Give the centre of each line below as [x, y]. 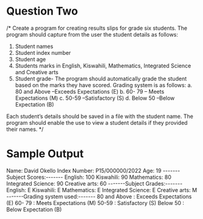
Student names [34, 46]
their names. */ [25, 129]
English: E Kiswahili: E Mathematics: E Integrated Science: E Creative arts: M [102, 190]
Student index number [43, 52]
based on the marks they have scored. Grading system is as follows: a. [104, 85]
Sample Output [45, 154]
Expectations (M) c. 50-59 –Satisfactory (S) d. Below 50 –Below [95, 98]
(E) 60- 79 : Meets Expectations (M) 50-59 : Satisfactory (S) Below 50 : [95, 203]
